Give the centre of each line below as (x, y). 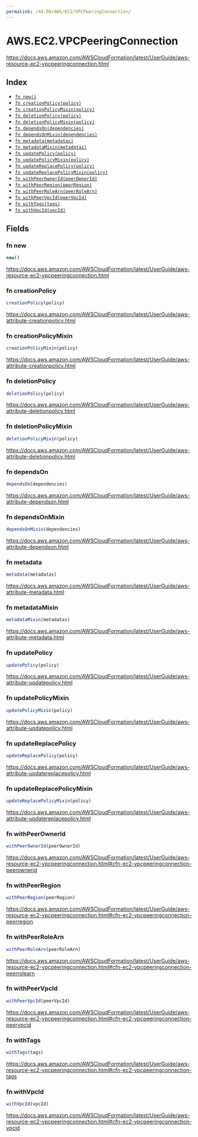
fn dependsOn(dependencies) (49, 129)
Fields (18, 229)
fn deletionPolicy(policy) (48, 116)
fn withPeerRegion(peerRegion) (53, 185)
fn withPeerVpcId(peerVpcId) (51, 198)
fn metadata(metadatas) (44, 141)
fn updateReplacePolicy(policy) (55, 167)
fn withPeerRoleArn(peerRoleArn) (56, 191)
